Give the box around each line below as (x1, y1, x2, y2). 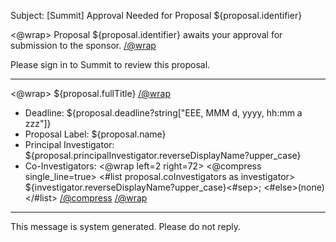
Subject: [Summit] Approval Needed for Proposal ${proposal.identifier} (10, 10, 303, 21)
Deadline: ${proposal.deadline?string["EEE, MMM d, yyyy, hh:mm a (24, 107, 303, 119)
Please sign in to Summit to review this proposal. (10, 59, 211, 70)
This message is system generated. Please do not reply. (10, 221, 242, 232)
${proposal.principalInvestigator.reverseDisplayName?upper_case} (24, 150, 302, 161)
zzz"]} (24, 118, 52, 129)
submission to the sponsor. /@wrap (10, 40, 157, 51)
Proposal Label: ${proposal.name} (24, 128, 167, 140)
